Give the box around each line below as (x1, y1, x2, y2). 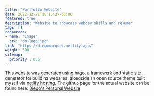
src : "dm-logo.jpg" (9, 39, 49, 44)
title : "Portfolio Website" (5, 7, 62, 12)
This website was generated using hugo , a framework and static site (5, 70, 141, 76)
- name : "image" (5, 34, 38, 39)
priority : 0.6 (9, 57, 40, 62)
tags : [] (5, 25, 23, 30)
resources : (5, 30, 27, 34)
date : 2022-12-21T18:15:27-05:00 (5, 12, 73, 16)
